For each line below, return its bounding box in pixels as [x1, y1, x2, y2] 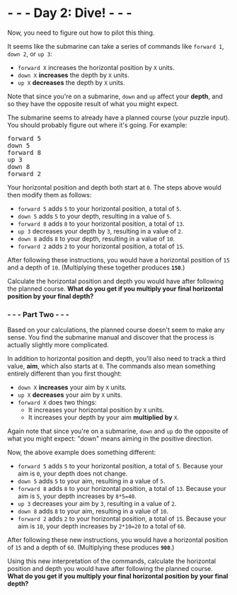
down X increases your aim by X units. [17, 383, 127, 392]
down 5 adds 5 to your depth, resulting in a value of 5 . [17, 212, 172, 220]
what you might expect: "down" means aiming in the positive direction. [7, 434, 214, 443]
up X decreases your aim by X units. [17, 391, 122, 399]
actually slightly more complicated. [7, 341, 110, 350]
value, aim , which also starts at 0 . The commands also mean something [7, 362, 216, 371]
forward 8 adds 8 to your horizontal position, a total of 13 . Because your [17, 485, 226, 493]
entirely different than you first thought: [7, 369, 122, 378]
